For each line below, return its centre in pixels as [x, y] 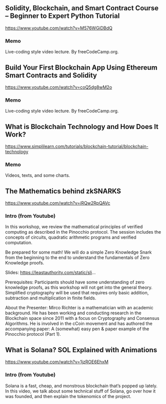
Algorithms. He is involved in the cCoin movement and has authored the [79, 324]
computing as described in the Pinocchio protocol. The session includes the [83, 232]
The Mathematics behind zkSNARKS [63, 191]
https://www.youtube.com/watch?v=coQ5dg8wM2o [59, 87]
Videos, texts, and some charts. [38, 175]
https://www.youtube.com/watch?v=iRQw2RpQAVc [58, 203]
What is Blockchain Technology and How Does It [82, 127]
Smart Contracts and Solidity [51, 75]
